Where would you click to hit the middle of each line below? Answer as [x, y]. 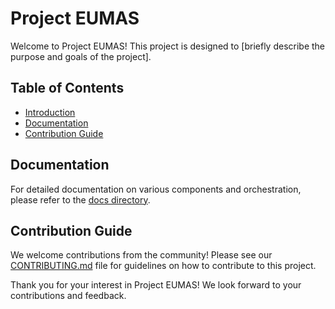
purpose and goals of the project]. [81, 56]
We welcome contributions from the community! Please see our [141, 255]
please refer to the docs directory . [80, 199]
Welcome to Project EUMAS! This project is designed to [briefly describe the [168, 46]
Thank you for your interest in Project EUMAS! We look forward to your [156, 285]
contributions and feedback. [68, 296]
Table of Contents [67, 88]
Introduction [50, 112]
